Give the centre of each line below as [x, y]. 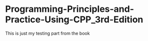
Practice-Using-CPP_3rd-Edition [74, 20]
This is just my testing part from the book [47, 33]
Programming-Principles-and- [69, 9]
